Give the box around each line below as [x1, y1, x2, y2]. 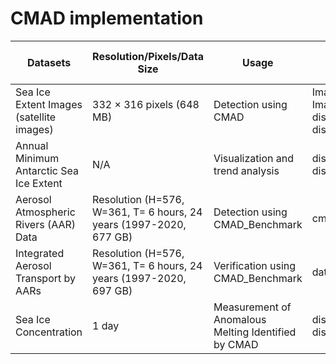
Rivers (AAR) [15, 217, 77, 231]
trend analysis [213, 163, 280, 177]
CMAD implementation [10, 7, 204, 30]
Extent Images [15, 97, 83, 111]
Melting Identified [213, 325, 297, 339]
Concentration [15, 325, 83, 339]
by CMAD [213, 337, 259, 351]
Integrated [15, 246, 65, 260]
